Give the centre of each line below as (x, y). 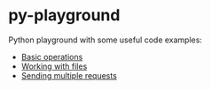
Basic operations (52, 56)
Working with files (54, 66)
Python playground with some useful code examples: (105, 40)
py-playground (64, 15)
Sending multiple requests (69, 75)
